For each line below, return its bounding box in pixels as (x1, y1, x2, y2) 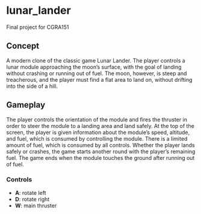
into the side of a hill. (6, 82, 58, 90)
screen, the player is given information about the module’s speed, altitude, (6, 129, 190, 136)
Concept (6, 41, 40, 51)
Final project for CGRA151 (6, 23, 69, 31)
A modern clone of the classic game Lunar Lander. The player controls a (6, 57, 185, 64)
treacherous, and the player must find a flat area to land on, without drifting (6, 76, 193, 83)
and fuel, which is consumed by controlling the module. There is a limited (6, 135, 188, 142)
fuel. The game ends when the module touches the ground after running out (6, 154, 195, 161)
